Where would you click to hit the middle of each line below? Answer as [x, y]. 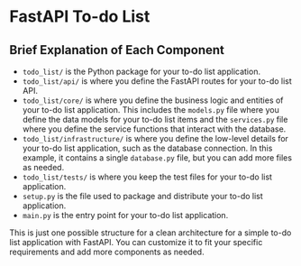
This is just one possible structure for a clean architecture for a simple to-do [150, 233]
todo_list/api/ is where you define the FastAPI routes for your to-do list [157, 81]
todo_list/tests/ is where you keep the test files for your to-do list [147, 177]
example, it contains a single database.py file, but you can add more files [157, 158]
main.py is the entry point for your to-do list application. [125, 215]
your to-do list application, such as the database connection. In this [147, 148]
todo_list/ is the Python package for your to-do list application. [141, 71]
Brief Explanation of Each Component [117, 50]
